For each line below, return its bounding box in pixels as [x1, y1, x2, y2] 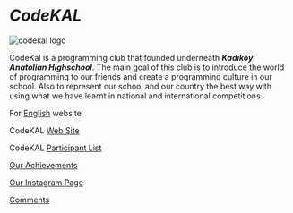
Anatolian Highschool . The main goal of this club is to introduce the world [9, 62, 285, 72]
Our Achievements [9, 159, 78, 170]
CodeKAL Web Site [9, 124, 81, 135]
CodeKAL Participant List [9, 142, 102, 153]
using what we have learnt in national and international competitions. [9, 90, 263, 101]
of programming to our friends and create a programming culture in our [9, 71, 272, 81]
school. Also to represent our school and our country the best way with [9, 81, 271, 91]
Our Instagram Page [9, 176, 83, 188]
